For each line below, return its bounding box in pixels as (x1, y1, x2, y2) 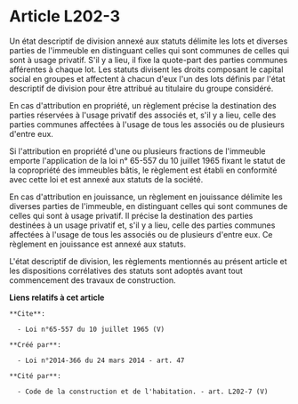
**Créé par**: (9, 340, 62, 349)
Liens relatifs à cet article (9, 292, 105, 303)
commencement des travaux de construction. (9, 274, 176, 286)
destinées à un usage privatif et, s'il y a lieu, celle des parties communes (9, 220, 276, 230)
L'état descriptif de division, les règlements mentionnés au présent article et (9, 255, 287, 266)
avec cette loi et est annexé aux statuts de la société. (9, 174, 204, 184)
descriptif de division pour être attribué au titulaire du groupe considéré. (9, 83, 274, 93)
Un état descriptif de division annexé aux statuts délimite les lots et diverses (9, 36, 288, 46)
